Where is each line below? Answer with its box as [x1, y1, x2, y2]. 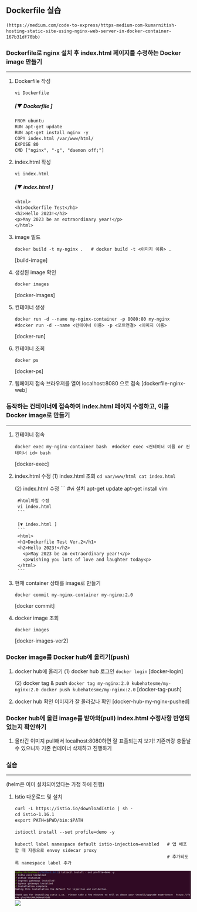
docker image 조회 [14, 614, 59, 622]
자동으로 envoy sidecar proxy [28, 848, 97, 854]
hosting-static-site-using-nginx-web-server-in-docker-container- [6, 28, 172, 34]
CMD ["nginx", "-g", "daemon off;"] [14, 148, 104, 154]
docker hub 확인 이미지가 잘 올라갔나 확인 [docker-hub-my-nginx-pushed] [14, 698, 190, 705]
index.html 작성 [14, 158, 51, 166]
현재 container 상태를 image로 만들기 [14, 580, 101, 587]
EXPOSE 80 [14, 142, 39, 148]
